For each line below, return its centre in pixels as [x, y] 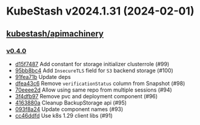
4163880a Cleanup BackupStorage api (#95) [71, 103]
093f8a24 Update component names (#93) [69, 109]
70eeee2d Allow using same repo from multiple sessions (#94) [94, 90]
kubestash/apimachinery [55, 34]
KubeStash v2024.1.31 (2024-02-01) [100, 11]
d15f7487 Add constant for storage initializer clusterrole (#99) [92, 64]
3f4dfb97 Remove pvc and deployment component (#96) [86, 96]
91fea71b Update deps [43, 76]
